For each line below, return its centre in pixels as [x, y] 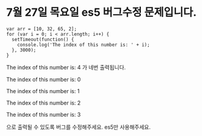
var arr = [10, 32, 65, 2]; [42, 29]
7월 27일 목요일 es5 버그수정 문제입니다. [102, 12]
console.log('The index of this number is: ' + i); [83, 45]
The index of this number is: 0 [44, 79]
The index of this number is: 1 [43, 91]
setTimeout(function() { [43, 39]
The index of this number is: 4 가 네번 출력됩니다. [66, 67]
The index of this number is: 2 [44, 103]
